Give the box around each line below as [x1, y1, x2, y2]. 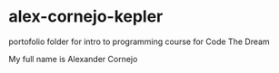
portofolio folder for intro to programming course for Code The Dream [8, 36, 270, 47]
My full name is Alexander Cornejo [8, 53, 138, 64]
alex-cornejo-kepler [8, 6, 164, 27]
